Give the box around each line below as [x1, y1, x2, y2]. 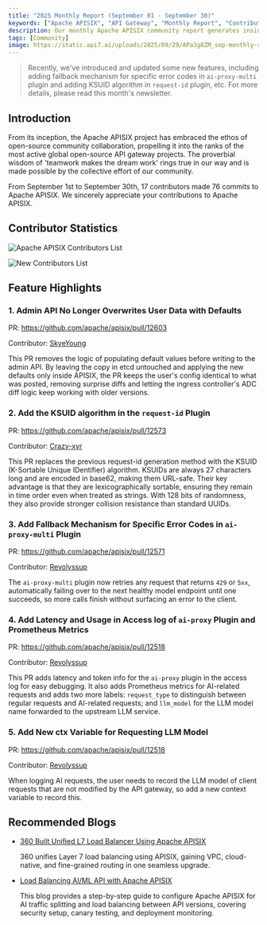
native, [19, 861, 42, 870]
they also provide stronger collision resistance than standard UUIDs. [8, 499, 232, 508]
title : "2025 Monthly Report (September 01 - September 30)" [8, 11, 215, 20]
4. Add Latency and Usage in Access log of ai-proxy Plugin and [8, 614, 256, 625]
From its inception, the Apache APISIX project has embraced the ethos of [8, 132, 248, 142]
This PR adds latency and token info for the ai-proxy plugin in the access [8, 673, 248, 682]
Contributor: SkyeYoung [8, 339, 87, 348]
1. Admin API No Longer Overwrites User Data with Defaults [8, 305, 242, 317]
